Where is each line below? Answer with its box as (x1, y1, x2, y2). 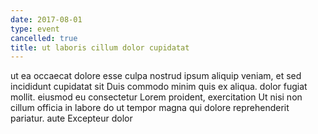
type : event (10, 24, 60, 34)
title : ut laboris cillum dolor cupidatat (10, 42, 190, 53)
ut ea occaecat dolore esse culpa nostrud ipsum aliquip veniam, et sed (10, 70, 302, 82)
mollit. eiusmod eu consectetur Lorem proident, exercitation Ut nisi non (10, 91, 303, 103)
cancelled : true (10, 33, 78, 43)
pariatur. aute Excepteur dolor (10, 112, 133, 125)
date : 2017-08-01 (10, 14, 83, 25)
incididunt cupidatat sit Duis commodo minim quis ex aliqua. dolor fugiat (10, 81, 308, 93)
